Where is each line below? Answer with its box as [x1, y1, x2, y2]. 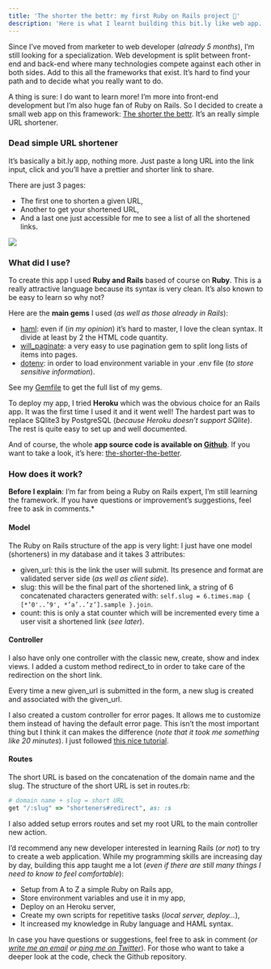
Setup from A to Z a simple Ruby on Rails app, [19, 884, 174, 894]
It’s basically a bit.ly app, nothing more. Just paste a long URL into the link [8, 155, 255, 166]
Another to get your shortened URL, [19, 204, 140, 214]
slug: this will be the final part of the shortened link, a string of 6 [19, 582, 234, 591]
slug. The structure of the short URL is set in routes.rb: [8, 781, 190, 790]
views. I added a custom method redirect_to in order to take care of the [8, 661, 245, 671]
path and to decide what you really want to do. [8, 76, 163, 86]
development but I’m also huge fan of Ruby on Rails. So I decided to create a [8, 100, 263, 110]
